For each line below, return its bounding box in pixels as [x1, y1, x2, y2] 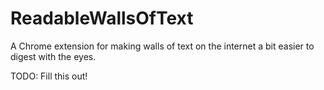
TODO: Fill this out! [10, 70, 88, 82]
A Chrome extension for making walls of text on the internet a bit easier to [10, 40, 315, 52]
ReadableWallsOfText [10, 7, 194, 30]
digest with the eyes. [10, 50, 97, 62]
